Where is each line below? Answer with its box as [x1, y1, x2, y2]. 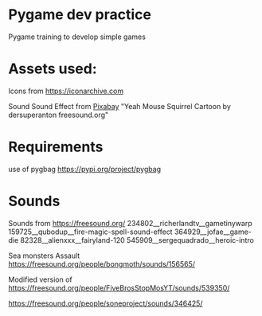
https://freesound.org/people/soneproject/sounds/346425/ [8, 298, 203, 308]
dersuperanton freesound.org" [8, 110, 109, 119]
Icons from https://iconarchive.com [8, 86, 124, 96]
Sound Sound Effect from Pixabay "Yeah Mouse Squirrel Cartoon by [8, 101, 231, 111]
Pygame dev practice [8, 6, 151, 24]
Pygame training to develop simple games [8, 32, 146, 41]
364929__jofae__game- [174, 227, 252, 236]
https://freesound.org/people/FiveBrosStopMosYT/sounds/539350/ [8, 283, 230, 292]
